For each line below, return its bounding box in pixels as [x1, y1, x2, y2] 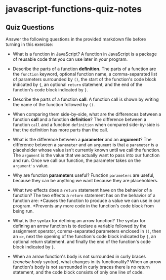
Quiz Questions [5, 23, 54, 32]
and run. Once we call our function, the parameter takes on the [12, 158, 141, 163]
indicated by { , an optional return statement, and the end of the [12, 81, 143, 87]
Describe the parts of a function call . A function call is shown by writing [12, 96, 159, 102]
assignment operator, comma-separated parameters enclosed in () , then [12, 228, 162, 234]
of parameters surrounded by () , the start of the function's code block [12, 77, 157, 82]
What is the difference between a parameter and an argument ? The [12, 137, 152, 142]
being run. [12, 208, 34, 214]
